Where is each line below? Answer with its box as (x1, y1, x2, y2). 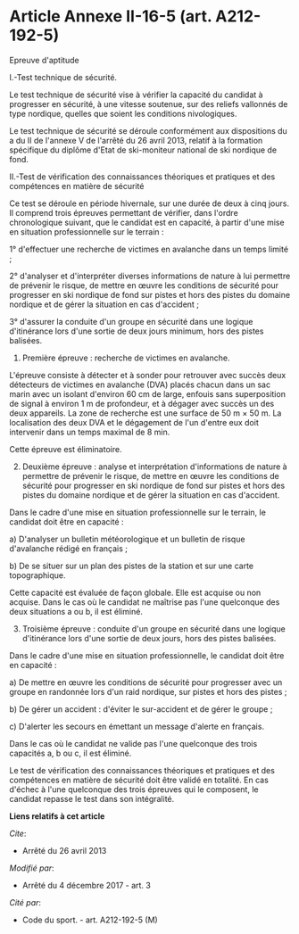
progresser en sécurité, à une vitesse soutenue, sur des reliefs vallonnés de (9, 98, 288, 109)
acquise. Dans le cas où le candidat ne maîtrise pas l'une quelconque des (9, 596, 280, 608)
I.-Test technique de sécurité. (9, 71, 118, 82)
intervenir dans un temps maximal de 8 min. (9, 426, 170, 437)
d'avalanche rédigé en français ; (9, 542, 128, 554)
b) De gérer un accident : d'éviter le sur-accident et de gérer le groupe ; (9, 703, 273, 715)
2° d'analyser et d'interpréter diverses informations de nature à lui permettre (9, 270, 291, 281)
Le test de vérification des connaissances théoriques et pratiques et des (9, 765, 275, 775)
